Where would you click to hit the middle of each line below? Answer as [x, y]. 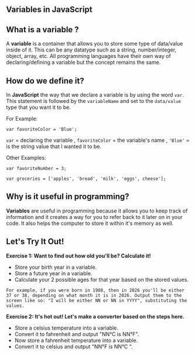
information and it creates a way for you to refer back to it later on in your [94, 217]
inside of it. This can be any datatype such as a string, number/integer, [91, 50]
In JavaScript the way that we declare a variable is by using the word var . [95, 95]
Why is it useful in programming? [68, 196]
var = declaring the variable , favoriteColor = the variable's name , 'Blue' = [98, 141]
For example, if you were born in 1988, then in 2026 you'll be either [95, 290]
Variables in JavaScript [49, 10]
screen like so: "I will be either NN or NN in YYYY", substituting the [97, 300]
